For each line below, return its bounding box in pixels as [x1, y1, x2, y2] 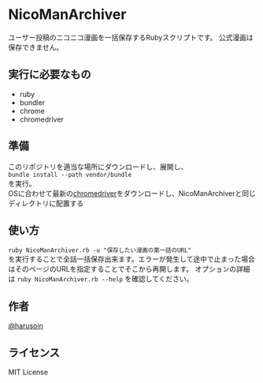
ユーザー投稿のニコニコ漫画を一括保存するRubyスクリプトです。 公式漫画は [8, 32, 254, 42]
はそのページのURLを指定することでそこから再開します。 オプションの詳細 [8, 265, 250, 274]
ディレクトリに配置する [8, 198, 84, 208]
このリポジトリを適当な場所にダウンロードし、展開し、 [8, 162, 187, 171]
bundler [19, 97, 46, 107]
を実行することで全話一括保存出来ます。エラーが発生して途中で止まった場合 [8, 254, 256, 264]
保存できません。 [8, 42, 64, 52]
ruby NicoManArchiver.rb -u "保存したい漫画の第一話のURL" [8, 246, 191, 254]
